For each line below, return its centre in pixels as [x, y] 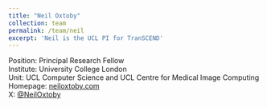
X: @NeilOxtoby [35, 95]
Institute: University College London [68, 69]
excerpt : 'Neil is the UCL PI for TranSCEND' [86, 38]
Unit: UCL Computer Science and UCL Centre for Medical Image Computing [134, 77]
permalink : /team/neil [46, 30]
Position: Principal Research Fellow [66, 61]
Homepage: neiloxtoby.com [54, 86]
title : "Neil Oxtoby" [45, 16]
